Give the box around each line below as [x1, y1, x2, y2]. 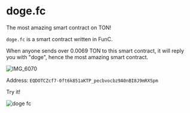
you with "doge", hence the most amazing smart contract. [6, 53, 148, 60]
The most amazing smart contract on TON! [6, 24, 112, 31]
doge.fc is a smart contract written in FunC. [6, 35, 113, 42]
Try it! [6, 88, 21, 95]
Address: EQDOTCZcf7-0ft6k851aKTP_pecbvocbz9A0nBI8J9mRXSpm [6, 77, 158, 84]
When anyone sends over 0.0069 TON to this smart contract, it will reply [6, 47, 184, 54]
